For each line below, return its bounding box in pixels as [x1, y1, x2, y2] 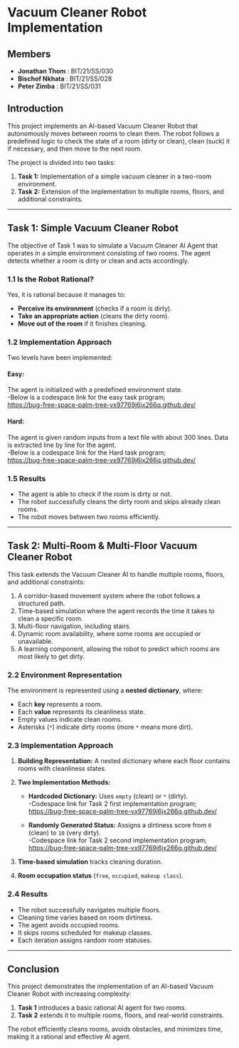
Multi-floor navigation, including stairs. [17, 622, 132, 630]
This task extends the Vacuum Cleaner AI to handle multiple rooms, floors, [7, 570, 225, 578]
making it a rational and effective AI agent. [7, 1032, 132, 1041]
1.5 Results [7, 473, 46, 483]
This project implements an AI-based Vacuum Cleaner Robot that [7, 121, 198, 130]
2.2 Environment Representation [7, 670, 122, 680]
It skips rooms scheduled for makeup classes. [17, 928, 153, 937]
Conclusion [7, 963, 60, 975]
